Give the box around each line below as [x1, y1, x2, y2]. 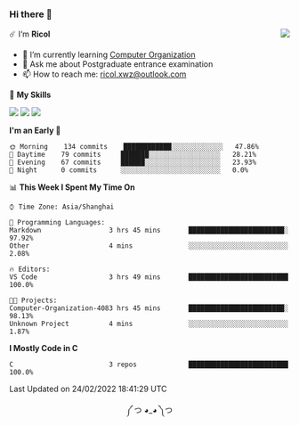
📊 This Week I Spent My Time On [9, 182, 135, 193]
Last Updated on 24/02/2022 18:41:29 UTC [9, 383, 167, 395]
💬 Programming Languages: [9, 218, 105, 227]
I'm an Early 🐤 [9, 125, 61, 136]
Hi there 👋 [9, 8, 53, 20]
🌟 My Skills [9, 89, 52, 101]
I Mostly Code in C [9, 343, 78, 354]
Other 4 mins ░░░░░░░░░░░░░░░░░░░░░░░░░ [9, 242, 289, 250]
